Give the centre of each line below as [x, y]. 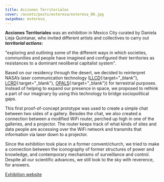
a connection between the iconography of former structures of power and [80, 149]
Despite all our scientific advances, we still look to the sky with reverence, [80, 160]
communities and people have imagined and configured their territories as [80, 58]
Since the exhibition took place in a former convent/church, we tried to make [82, 144]
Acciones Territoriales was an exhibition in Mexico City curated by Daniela [81, 33]
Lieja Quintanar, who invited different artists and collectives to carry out [77, 38]
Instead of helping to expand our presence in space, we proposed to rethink [82, 89]
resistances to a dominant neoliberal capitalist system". [61, 63]
